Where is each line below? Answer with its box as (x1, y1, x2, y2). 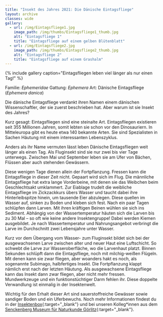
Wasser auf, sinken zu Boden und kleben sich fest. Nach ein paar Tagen (5, 200, 149, 206)
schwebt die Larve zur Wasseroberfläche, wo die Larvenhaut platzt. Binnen (5, 246, 156, 251)
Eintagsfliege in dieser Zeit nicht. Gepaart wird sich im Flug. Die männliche (5, 174, 154, 180)
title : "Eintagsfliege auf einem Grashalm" (14, 57, 104, 62)
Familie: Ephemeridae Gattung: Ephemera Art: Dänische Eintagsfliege (5, 85, 145, 90)
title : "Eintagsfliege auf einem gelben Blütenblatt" (14, 39, 125, 44)
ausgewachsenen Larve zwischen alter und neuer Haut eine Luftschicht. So (5, 240, 157, 246)
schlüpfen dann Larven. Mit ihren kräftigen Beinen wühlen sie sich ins (5, 205, 145, 211)
